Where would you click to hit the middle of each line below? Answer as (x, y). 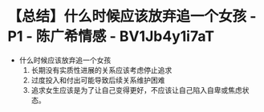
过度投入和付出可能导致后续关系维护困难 (98, 80)
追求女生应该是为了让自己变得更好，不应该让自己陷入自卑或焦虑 (136, 90)
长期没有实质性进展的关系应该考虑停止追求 (102, 70)
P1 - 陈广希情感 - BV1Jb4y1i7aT (111, 36)
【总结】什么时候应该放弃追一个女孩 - (132, 16)
